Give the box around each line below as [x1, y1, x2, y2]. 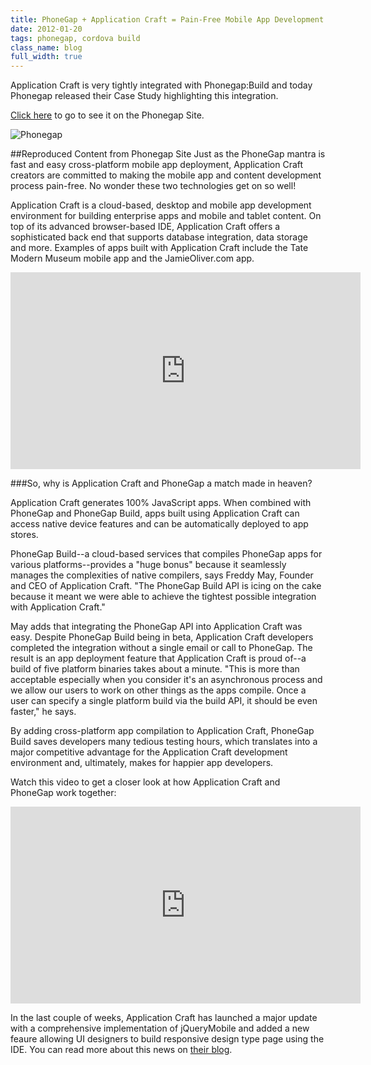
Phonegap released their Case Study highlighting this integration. [10, 90, 279, 102]
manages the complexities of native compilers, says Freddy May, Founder [10, 569, 314, 581]
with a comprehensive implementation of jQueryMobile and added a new [10, 1022, 310, 1035]
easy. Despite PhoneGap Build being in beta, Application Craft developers [10, 631, 314, 643]
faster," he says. [10, 706, 77, 718]
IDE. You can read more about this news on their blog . [10, 1044, 233, 1056]
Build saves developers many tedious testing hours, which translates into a [10, 736, 318, 748]
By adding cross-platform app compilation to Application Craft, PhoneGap [10, 725, 315, 737]
